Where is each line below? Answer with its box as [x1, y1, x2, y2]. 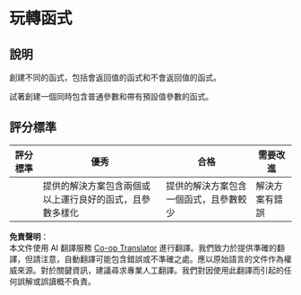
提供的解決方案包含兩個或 [42, 179, 150, 192]
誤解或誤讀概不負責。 [16, 275, 96, 287]
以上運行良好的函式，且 [42, 193, 142, 205]
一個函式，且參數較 [165, 193, 247, 205]
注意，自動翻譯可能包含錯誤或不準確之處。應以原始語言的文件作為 [39, 253, 284, 265]
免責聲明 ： [9, 230, 49, 242]
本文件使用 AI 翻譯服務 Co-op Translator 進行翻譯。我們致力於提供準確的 [9, 242, 278, 253]
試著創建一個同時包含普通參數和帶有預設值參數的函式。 [9, 91, 213, 101]
